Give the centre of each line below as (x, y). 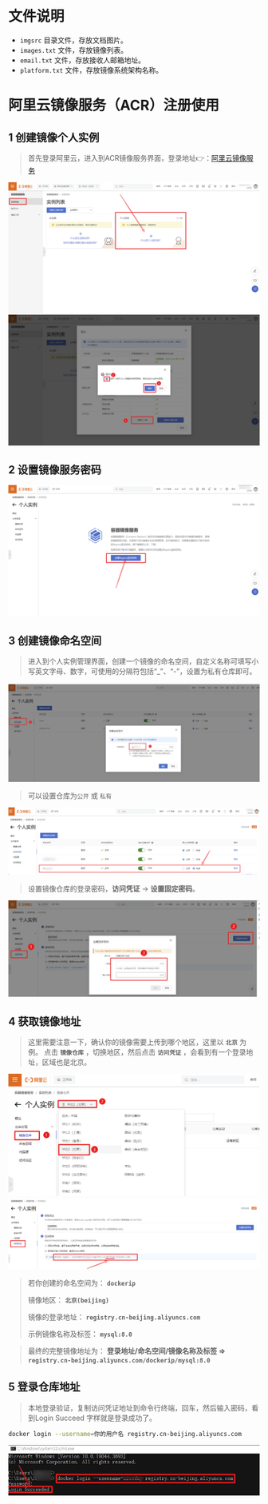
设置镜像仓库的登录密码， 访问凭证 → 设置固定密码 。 (114, 889)
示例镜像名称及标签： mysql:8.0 (80, 1334)
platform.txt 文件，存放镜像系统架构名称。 (91, 70)
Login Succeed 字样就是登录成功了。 (96, 1418)
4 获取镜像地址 (45, 1021)
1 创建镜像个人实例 (54, 137)
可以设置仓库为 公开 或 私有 (70, 796)
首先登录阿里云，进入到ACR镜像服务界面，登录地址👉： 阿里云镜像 (137, 158)
